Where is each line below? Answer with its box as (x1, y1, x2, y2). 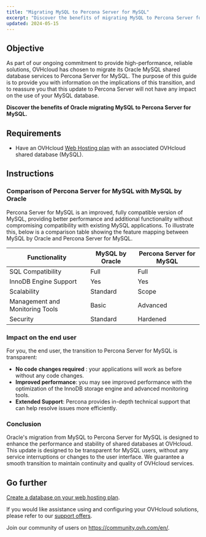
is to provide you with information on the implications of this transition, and (6, 79, 195, 86)
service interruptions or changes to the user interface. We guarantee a (6, 453, 185, 460)
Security (9, 314, 34, 323)
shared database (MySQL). (15, 151, 84, 158)
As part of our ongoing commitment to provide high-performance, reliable (6, 59, 193, 67)
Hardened (137, 314, 167, 323)
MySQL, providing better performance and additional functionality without (6, 215, 193, 223)
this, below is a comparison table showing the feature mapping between (6, 228, 189, 235)
